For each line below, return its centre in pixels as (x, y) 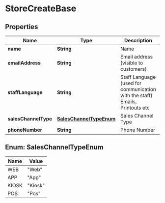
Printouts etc (135, 108)
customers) (134, 69)
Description (138, 41)
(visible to (132, 63)
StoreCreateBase (41, 9)
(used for (131, 83)
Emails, (128, 101)
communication (138, 89)
